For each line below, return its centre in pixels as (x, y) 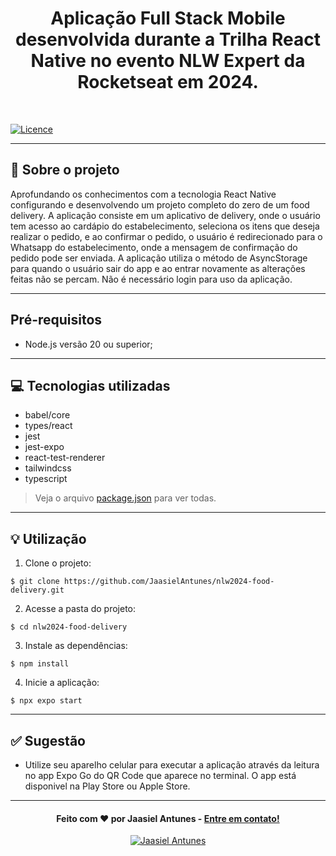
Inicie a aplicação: (62, 683)
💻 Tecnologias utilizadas (90, 385)
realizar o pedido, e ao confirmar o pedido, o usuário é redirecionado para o (166, 236)
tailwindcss (48, 468)
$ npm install (40, 664)
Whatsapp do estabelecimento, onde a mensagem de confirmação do (154, 247)
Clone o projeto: (58, 563)
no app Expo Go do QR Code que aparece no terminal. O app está (160, 775)
